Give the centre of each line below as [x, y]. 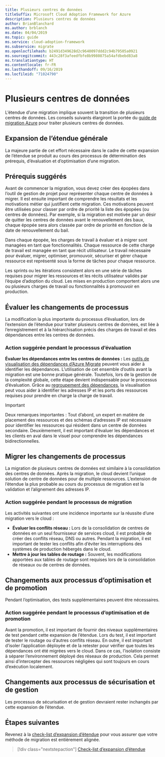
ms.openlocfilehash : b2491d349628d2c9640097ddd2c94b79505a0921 [71, 51]
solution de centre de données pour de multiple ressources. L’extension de [81, 479]
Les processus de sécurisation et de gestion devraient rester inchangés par [82, 702]
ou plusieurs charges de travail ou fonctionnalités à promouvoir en [72, 286]
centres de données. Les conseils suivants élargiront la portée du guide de [81, 117]
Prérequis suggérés [36, 177]
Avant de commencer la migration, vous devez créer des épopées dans [78, 188]
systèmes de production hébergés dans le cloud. [62, 549]
